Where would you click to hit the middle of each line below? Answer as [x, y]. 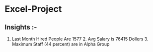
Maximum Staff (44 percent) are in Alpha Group [61, 44]
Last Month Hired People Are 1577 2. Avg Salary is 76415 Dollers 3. [80, 39]
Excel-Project [33, 9]
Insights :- [21, 27]
